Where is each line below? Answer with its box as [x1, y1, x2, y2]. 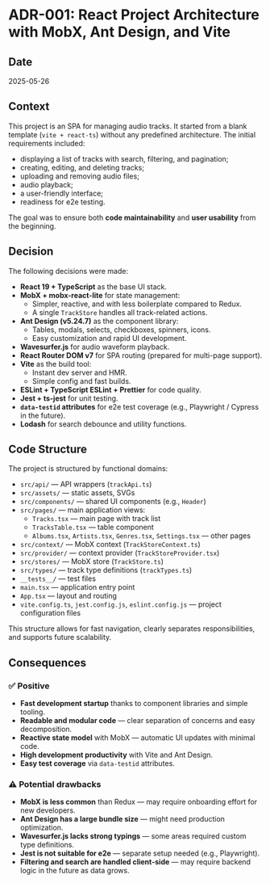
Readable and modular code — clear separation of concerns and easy [19, 716, 255, 725]
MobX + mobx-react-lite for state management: [19, 290, 181, 300]
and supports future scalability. [8, 633, 112, 642]
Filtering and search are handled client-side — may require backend [19, 857, 251, 867]
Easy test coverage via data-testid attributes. [19, 759, 175, 768]
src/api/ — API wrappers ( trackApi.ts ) [19, 479, 152, 490]
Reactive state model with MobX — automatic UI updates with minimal [19, 733, 255, 742]
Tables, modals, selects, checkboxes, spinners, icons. [31, 325, 211, 334]
